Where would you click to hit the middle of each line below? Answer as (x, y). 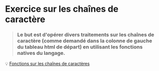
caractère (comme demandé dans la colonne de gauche (85, 41)
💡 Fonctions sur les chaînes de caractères (47, 64)
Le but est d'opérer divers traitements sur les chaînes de (86, 35)
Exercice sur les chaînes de (62, 9)
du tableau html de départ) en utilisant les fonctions (80, 47)
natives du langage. (41, 53)
